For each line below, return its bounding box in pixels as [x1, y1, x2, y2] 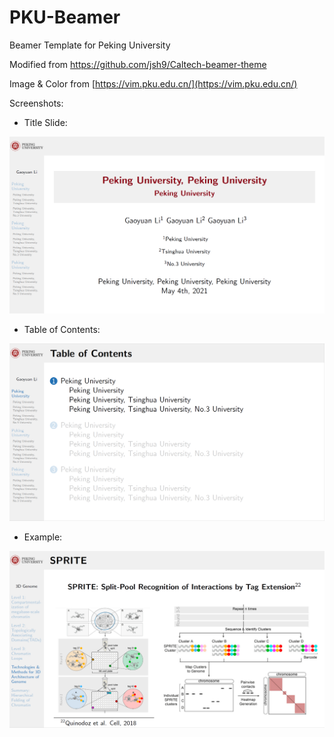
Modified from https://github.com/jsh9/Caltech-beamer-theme [9, 58, 267, 70]
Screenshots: [9, 97, 64, 109]
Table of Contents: [23, 323, 101, 335]
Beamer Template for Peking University [9, 39, 171, 51]
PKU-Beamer [9, 6, 121, 29]
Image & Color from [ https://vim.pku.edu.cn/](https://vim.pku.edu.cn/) [9, 77, 298, 90]
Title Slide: [23, 116, 68, 128]
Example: [23, 531, 63, 543]
